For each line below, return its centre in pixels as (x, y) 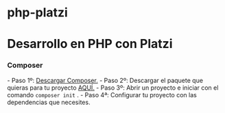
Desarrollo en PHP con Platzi (90, 44)
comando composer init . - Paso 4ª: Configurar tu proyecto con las (102, 95)
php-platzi (38, 13)
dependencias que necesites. (49, 102)
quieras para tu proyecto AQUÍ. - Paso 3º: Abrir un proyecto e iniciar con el (113, 88)
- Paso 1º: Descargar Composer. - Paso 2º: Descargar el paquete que (105, 80)
